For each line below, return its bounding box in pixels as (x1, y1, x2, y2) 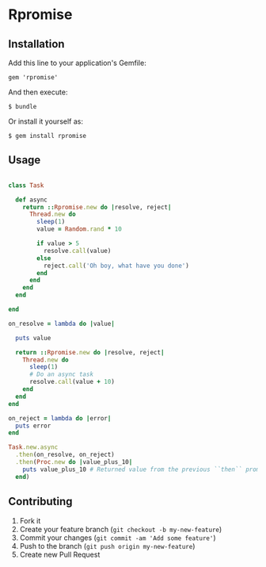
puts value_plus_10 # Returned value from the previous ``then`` (22, 465, 243, 473)
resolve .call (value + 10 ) (28, 378, 115, 386)
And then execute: (8, 87, 68, 97)
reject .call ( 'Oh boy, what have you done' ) (43, 262, 190, 270)
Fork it (19, 515, 41, 525)
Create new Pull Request (19, 550, 101, 559)
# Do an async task (28, 370, 93, 378)
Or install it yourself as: (8, 117, 83, 126)
